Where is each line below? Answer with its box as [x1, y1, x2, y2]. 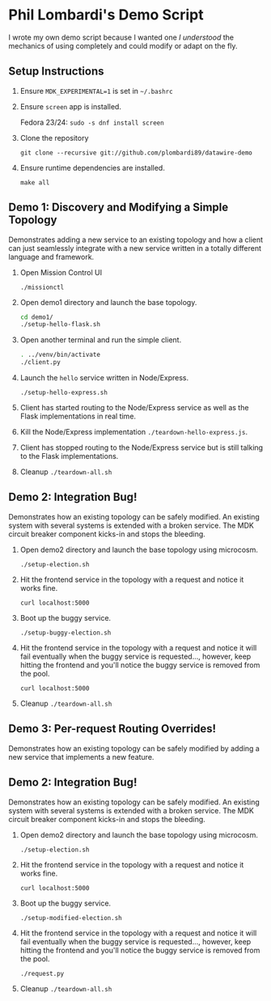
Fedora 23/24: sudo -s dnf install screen [19, 117, 164, 127]
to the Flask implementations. [19, 452, 119, 461]
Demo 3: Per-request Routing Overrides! [8, 722, 217, 736]
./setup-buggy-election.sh [19, 629, 112, 637]
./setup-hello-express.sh [19, 388, 108, 397]
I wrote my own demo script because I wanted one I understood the [8, 32, 235, 42]
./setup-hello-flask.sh [19, 320, 101, 329]
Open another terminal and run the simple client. [19, 335, 182, 345]
